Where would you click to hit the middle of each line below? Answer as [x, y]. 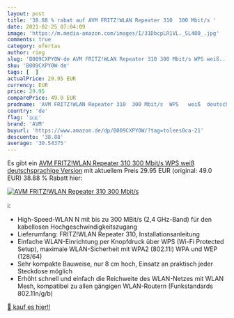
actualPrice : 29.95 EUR [42, 78]
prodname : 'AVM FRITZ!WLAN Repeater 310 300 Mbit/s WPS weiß [104, 105]
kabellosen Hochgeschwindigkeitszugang [77, 227]
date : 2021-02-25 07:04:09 [46, 26]
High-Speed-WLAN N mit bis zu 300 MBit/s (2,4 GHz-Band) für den [115, 220]
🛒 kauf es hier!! [29, 307]
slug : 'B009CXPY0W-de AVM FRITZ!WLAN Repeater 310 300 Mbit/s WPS [106, 59]
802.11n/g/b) [35, 294]
